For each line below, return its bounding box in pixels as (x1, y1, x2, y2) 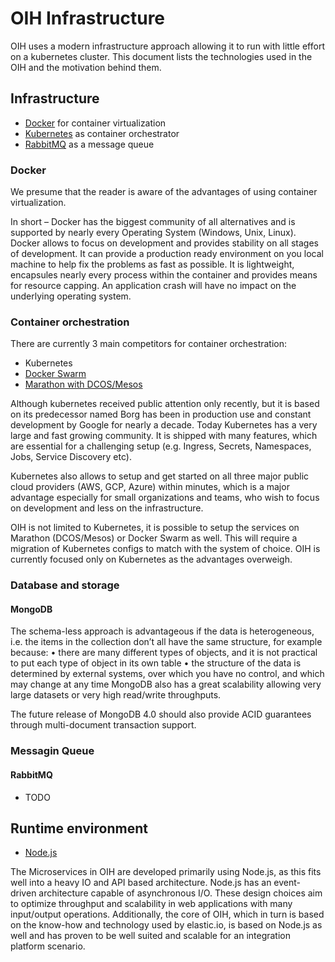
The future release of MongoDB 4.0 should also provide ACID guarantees (10, 708, 312, 721)
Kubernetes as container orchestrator (24, 127, 180, 139)
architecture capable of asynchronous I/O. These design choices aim (38, 887, 323, 899)
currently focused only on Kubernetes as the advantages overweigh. (10, 553, 293, 566)
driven (10, 887, 37, 899)
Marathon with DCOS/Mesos (24, 378, 143, 391)
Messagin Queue (10, 744, 95, 758)
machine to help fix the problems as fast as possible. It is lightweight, (10, 258, 295, 271)
